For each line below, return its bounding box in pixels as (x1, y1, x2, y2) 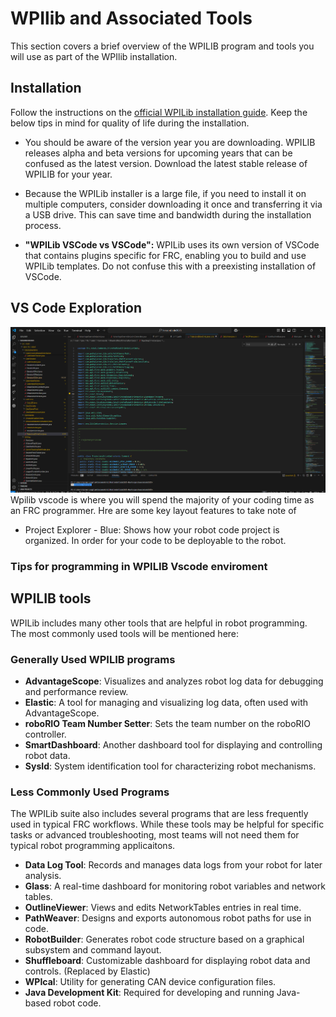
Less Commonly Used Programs (10, 785, 170, 799)
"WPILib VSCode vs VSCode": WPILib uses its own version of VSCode (24, 238, 320, 251)
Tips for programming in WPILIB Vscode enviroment (10, 560, 268, 574)
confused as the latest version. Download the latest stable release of (24, 157, 308, 169)
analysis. (24, 870, 62, 882)
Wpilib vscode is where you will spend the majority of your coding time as (10, 494, 315, 506)
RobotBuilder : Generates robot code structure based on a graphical (24, 933, 305, 946)
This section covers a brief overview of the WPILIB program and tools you (10, 40, 315, 52)
